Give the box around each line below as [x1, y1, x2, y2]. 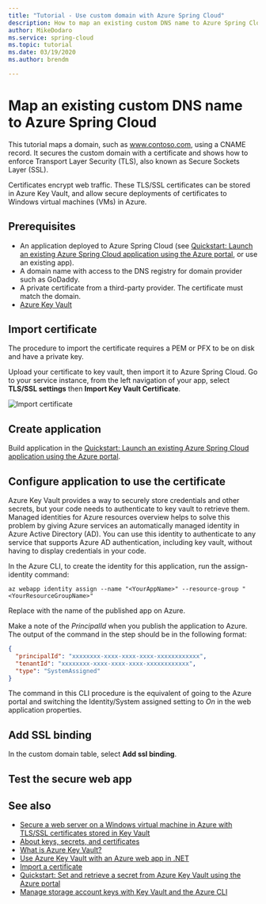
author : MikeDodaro [8, 26, 73, 34]
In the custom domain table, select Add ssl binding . [8, 749, 177, 759]
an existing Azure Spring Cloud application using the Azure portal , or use [19, 249, 258, 259]
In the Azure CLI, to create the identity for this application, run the [8, 562, 222, 571]
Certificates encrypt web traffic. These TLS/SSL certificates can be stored [8, 180, 251, 190]
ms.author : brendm [8, 56, 69, 64]
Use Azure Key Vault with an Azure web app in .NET [19, 853, 190, 863]
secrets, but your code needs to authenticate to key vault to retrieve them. [8, 504, 250, 514]
